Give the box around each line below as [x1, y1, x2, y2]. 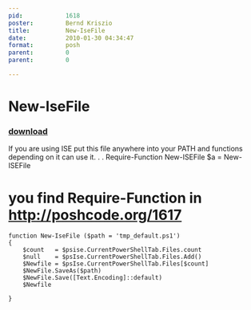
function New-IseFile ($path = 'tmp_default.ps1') [8, 232, 181, 240]
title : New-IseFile [8, 26, 106, 34]
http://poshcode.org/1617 [8, 206, 182, 224]
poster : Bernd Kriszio [8, 19, 113, 27]
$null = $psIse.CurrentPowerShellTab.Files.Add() [22, 253, 202, 261]
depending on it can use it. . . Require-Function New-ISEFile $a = [8, 152, 222, 162]
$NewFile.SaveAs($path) [22, 267, 102, 275]
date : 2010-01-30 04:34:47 [8, 33, 134, 42]
